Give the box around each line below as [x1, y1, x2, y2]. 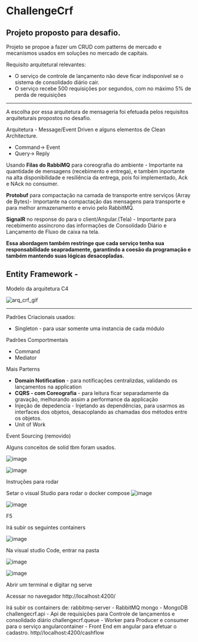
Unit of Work [14, 421, 46, 428]
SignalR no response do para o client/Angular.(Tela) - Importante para [6, 216, 176, 223]
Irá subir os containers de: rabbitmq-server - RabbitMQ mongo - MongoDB [6, 604, 188, 611]
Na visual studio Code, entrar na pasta [6, 546, 100, 553]
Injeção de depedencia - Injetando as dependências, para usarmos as [14, 402, 185, 409]
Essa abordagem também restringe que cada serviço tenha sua [6, 240, 164, 246]
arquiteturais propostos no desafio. [6, 115, 91, 122]
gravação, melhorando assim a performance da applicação [14, 396, 159, 403]
